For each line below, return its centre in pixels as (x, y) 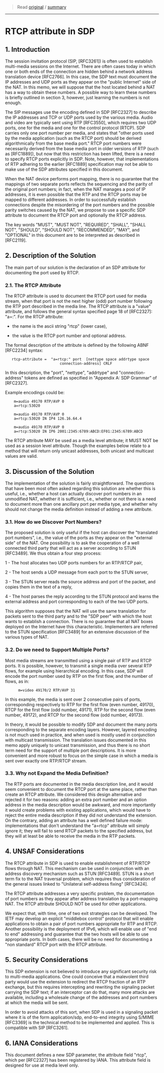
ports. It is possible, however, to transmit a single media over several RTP (79, 666)
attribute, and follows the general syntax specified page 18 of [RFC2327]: (79, 312)
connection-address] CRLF (86, 364)
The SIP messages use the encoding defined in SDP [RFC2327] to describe (81, 112)
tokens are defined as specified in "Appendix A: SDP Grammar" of (91, 378)
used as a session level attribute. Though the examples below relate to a (78, 446)
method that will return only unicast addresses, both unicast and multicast (80, 451)
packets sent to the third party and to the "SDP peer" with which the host (79, 616)
